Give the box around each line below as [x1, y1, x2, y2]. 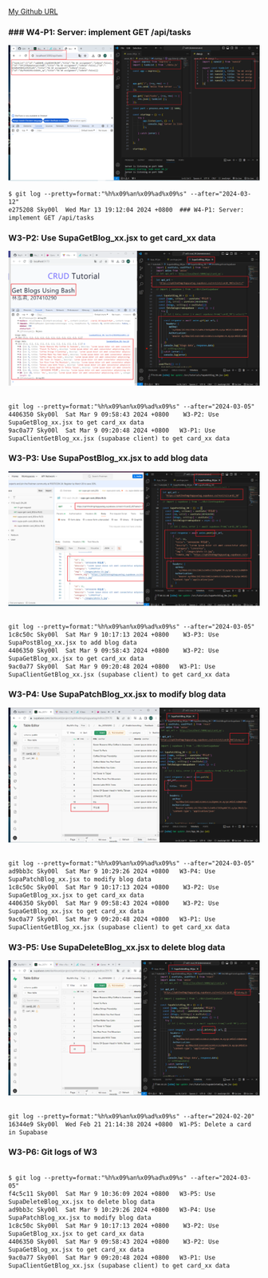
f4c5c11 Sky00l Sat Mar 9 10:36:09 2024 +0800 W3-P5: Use [8, 1189, 216, 1197]
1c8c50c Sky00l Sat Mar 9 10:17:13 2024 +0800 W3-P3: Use [8, 630, 219, 638]
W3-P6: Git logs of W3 [8, 1146, 98, 1157]
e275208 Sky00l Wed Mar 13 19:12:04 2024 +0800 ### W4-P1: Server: [8, 205, 245, 214]
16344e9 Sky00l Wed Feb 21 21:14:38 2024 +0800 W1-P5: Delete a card [8, 1120, 251, 1129]
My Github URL [8, 7, 58, 16]
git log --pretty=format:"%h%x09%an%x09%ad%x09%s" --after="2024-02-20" [8, 1112, 255, 1121]
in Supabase [8, 1128, 48, 1137]
